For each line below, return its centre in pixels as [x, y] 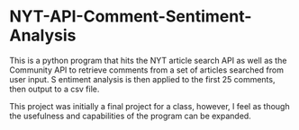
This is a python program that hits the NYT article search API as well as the [148, 60]
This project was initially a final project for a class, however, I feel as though [149, 106]
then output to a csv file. [54, 89]
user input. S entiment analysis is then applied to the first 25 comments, [142, 79]
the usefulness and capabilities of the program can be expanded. [131, 116]
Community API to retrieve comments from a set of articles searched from [146, 70]
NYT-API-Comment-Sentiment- [131, 17]
